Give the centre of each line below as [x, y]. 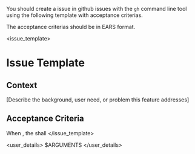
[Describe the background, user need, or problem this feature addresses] [98, 100]
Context [22, 85]
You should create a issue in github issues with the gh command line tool [97, 9]
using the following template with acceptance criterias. [75, 15]
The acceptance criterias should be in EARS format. [71, 27]
